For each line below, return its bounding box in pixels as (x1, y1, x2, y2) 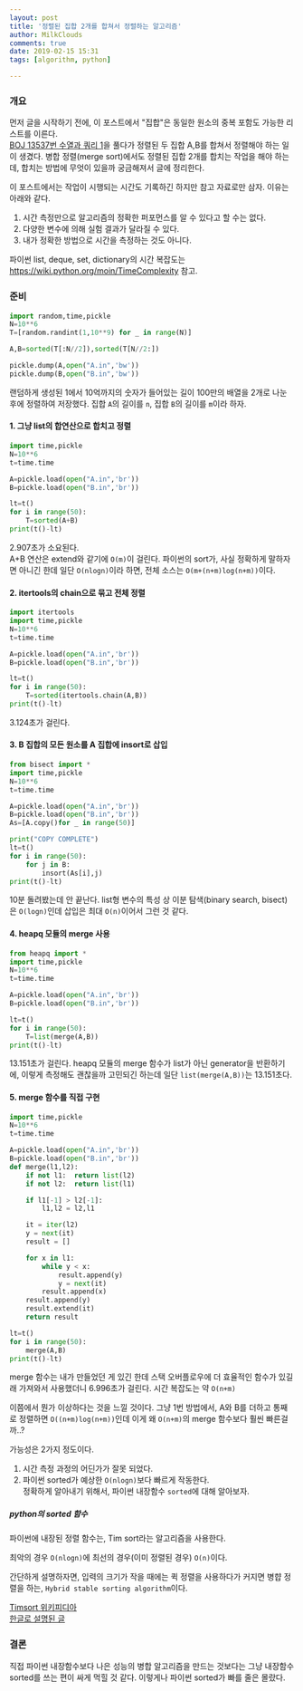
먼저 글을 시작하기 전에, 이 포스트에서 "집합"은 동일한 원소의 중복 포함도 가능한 (9, 117, 285, 128)
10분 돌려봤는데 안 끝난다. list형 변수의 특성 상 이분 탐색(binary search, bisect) (9, 894, 288, 906)
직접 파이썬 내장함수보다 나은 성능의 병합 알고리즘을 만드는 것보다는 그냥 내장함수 (9, 1660, 295, 1671)
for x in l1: (25, 1254, 75, 1263)
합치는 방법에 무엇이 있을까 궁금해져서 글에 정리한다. (21, 162, 205, 173)
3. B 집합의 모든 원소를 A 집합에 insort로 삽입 (9, 739, 168, 750)
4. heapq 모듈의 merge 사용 (9, 928, 110, 939)
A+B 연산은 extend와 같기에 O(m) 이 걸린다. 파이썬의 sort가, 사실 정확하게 (9, 553, 267, 564)
